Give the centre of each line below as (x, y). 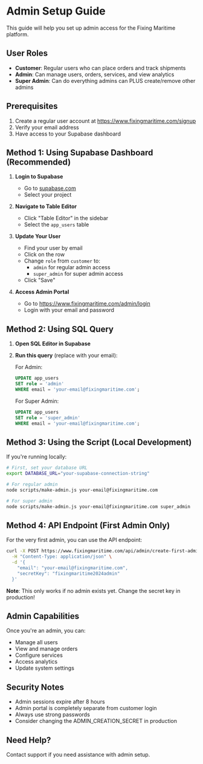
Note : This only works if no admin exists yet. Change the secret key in (93, 590)
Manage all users (37, 642)
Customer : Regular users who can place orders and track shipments (100, 68)
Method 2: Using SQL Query (60, 329)
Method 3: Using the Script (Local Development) (99, 442)
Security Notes (35, 687)
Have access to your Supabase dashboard (68, 134)
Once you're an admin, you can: (46, 631)
